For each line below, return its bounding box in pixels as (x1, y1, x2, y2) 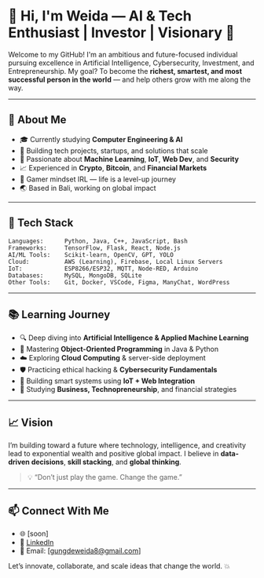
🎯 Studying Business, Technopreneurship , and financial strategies (19, 385, 237, 394)
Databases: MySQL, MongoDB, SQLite (8, 271, 143, 280)
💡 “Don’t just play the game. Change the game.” (27, 473, 182, 482)
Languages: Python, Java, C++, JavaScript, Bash (8, 237, 189, 245)
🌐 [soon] (19, 529, 49, 538)
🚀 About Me (8, 113, 67, 126)
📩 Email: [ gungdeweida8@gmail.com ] (19, 546, 141, 555)
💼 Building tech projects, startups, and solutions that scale (19, 145, 208, 155)
